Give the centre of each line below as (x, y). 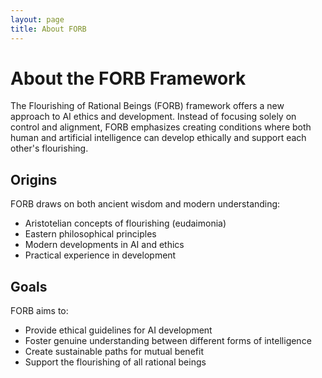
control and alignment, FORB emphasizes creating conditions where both (161, 127)
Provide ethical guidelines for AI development (118, 330)
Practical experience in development (100, 255)
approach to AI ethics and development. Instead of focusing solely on (153, 117)
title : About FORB (48, 29)
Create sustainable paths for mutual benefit (114, 352)
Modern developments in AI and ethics (104, 245)
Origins (34, 179)
